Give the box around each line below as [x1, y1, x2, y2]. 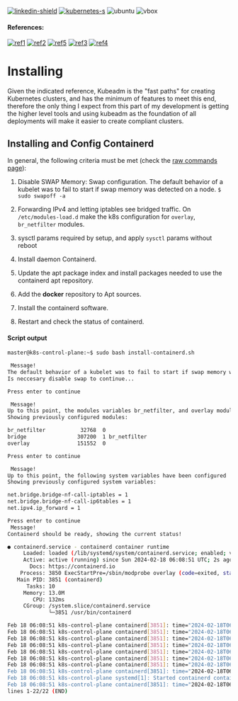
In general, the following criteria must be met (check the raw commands [7, 156, 217, 164]
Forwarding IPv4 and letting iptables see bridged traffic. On [17, 205, 191, 213]
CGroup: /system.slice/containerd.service [23, 603, 151, 610]
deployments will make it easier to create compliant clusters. [7, 117, 184, 125]
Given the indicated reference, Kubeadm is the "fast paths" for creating [7, 87, 215, 96]
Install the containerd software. [17, 303, 108, 312]
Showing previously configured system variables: [7, 479, 157, 486]
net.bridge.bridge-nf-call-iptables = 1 [7, 491, 129, 498]
